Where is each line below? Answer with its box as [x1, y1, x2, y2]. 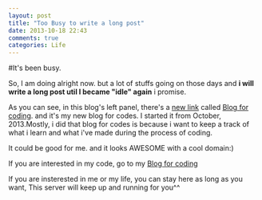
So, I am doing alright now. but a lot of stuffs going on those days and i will [8, 79, 254, 88]
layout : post [8, 11, 52, 20]
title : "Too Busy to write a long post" [8, 19, 145, 27]
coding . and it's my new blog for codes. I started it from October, [8, 111, 222, 120]
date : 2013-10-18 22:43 [8, 26, 88, 34]
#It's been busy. [8, 63, 62, 73]
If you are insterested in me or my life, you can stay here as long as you [8, 175, 244, 184]
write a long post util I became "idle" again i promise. [8, 87, 186, 96]
